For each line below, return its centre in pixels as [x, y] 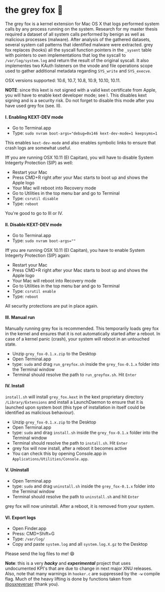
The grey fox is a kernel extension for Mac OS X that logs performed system [82, 24]
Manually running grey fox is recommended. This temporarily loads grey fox [82, 328]
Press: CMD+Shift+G [33, 534]
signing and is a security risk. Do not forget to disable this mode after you [80, 100]
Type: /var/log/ [29, 539]
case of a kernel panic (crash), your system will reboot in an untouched [77, 339]
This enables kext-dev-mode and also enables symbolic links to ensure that [81, 143]
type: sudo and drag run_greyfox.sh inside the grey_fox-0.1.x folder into [86, 364]
